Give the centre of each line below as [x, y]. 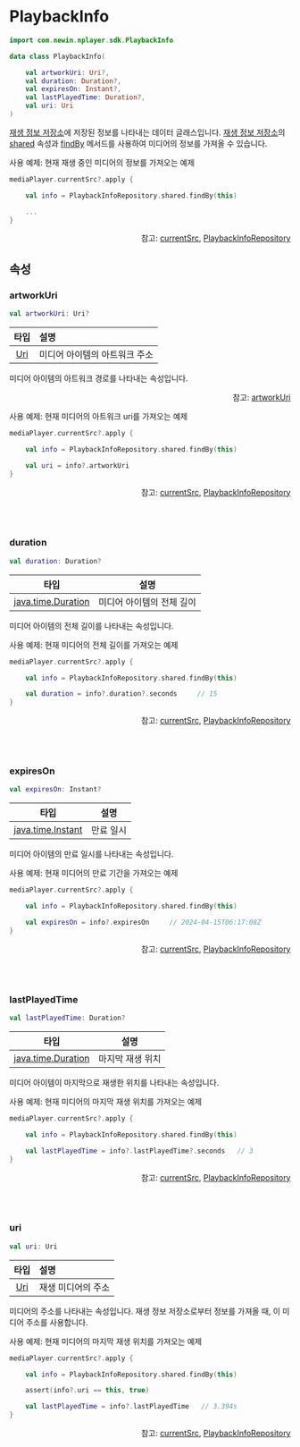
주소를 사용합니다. [57, 1322]
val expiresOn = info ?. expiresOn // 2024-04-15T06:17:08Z [143, 923]
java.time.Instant [48, 830]
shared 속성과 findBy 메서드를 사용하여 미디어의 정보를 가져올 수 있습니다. [138, 143]
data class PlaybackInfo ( [57, 56]
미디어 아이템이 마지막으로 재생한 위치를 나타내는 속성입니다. [114, 1083]
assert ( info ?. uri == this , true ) [87, 1391]
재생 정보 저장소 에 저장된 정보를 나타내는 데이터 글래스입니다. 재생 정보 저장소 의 [147, 132]
